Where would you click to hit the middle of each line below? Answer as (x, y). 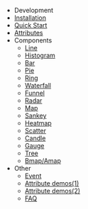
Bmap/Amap (43, 161)
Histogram (40, 55)
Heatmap (38, 123)
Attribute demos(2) (52, 191)
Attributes (28, 33)
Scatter (35, 131)
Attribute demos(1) (52, 183)
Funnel (34, 93)
